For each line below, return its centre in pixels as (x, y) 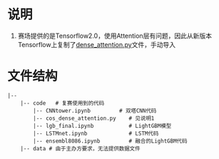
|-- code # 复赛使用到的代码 (62, 103)
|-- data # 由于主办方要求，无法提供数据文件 (80, 148)
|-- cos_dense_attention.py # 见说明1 (94, 118)
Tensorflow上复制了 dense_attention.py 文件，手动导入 (97, 44)
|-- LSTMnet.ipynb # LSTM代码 (96, 133)
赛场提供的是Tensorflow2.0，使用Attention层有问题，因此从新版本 (115, 36)
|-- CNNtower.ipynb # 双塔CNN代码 (95, 111)
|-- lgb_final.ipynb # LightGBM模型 (102, 125)
